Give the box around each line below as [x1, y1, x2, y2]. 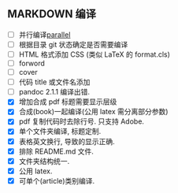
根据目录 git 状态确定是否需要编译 [18, 39, 128, 49]
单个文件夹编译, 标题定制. [18, 127, 102, 136]
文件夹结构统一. [18, 156, 70, 165]
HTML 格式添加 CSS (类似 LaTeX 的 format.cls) [18, 50, 171, 59]
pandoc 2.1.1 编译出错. [18, 87, 91, 97]
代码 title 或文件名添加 [18, 77, 91, 87]
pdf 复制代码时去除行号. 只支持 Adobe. [18, 117, 145, 126]
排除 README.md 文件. [18, 147, 94, 156]
